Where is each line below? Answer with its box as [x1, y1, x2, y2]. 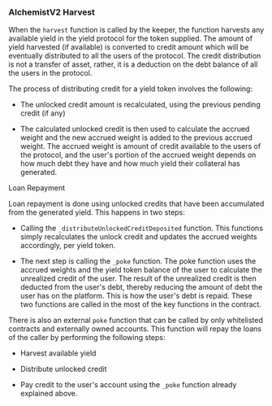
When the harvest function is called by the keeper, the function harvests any [8, 25, 265, 35]
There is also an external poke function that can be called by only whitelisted [8, 316, 264, 325]
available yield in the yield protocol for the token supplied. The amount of [8, 33, 253, 43]
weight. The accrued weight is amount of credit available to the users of [19, 142, 261, 151]
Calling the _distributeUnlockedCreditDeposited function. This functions [19, 223, 264, 234]
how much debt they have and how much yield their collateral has [19, 159, 241, 168]
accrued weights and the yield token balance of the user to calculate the [19, 265, 262, 275]
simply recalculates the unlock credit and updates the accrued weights [19, 232, 257, 242]
